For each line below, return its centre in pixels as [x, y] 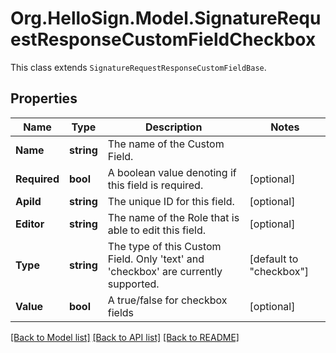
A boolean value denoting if [172, 172]
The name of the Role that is [173, 217]
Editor [30, 224]
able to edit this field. [156, 230]
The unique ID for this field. [171, 201]
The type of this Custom [164, 246]
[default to [274, 259]
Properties [44, 98]
